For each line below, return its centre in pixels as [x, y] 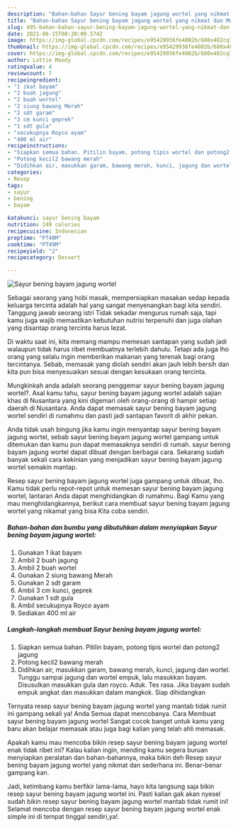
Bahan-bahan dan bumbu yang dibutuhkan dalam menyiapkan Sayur [112, 527]
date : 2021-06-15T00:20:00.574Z [55, 34]
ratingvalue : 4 [30, 67]
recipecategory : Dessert [44, 258]
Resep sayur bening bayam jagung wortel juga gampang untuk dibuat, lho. [116, 481]
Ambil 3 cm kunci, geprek [55, 590]
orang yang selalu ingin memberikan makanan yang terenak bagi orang [111, 357]
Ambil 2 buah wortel [47, 568]
